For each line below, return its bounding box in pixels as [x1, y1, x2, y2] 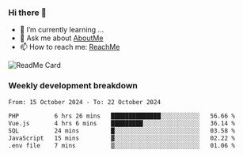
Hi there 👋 [8, 7, 47, 18]
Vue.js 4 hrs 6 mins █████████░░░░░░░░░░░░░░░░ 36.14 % [8, 120, 236, 128]
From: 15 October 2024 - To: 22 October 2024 [8, 98, 161, 106]
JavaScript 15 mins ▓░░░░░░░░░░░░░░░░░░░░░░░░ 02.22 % [8, 134, 236, 143]
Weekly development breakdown [8, 80, 139, 92]
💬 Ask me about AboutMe [19, 33, 104, 43]
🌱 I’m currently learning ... [19, 25, 104, 35]
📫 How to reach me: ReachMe [19, 43, 120, 52]
